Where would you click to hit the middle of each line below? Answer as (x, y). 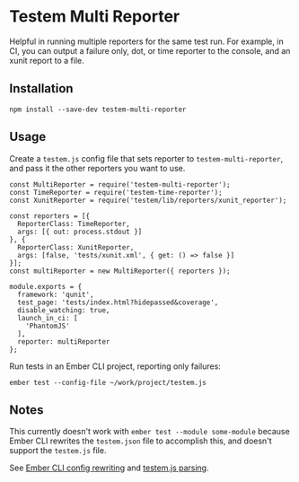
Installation (41, 88)
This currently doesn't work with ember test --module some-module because (149, 432)
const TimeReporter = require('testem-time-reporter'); (116, 192)
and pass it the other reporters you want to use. (97, 168)
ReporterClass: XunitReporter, (76, 247)
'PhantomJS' (48, 326)
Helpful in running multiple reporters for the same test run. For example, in (147, 41)
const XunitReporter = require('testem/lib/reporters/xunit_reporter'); (148, 200)
